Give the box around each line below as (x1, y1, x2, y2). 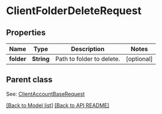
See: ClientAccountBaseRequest (6, 90, 85, 98)
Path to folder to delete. (55, 55, 121, 63)
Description (71, 45, 105, 53)
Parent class (6, 75, 53, 85)
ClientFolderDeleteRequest (6, 4, 142, 18)
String (32, 55, 50, 63)
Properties (6, 28, 46, 38)
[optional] (125, 55, 153, 63)
